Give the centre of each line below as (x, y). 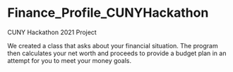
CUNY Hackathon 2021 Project (52, 32)
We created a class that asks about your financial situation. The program (113, 45)
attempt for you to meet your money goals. (70, 60)
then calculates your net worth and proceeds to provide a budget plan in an (117, 53)
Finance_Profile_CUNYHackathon (108, 13)
